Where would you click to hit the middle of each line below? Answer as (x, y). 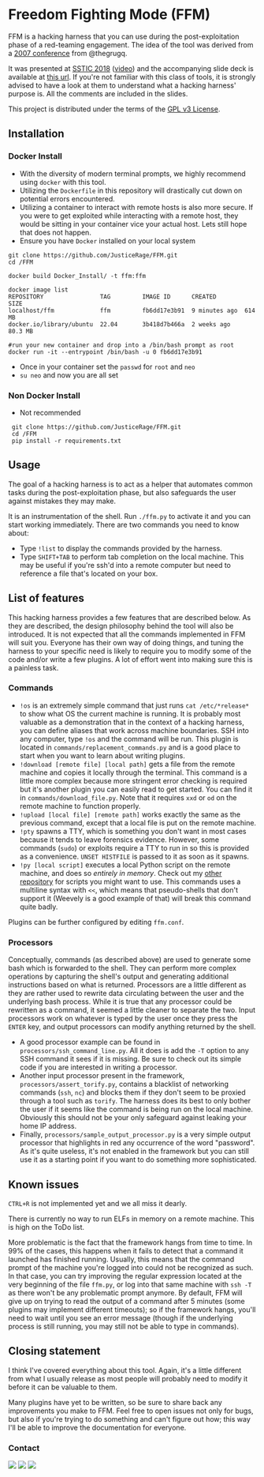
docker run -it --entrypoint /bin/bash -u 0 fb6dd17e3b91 (105, 352)
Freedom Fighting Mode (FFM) (109, 15)
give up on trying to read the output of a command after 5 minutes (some (127, 1301)
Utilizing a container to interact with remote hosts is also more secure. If (136, 207)
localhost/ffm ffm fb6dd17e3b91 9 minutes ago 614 (132, 310)
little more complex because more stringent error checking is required (133, 780)
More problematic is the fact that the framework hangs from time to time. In (130, 1242)
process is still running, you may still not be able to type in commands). (123, 1326)
